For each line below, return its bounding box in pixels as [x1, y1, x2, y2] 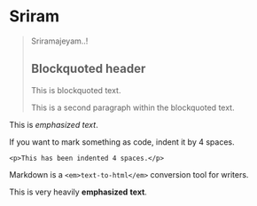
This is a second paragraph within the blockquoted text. [30, 102, 235, 113]
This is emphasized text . [9, 119, 99, 130]
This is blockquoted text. [30, 84, 121, 95]
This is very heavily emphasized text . [9, 186, 148, 197]
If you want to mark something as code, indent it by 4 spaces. [9, 136, 235, 147]
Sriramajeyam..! [30, 36, 89, 46]
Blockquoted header [30, 61, 146, 76]
